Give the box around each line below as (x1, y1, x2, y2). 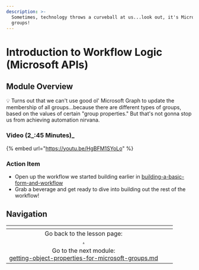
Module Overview (6, 81, 73, 91)
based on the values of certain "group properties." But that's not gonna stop (6, 110, 192, 117)
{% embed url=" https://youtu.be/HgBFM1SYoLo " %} (6, 145, 134, 152)
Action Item (6, 160, 40, 168)
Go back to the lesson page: (44, 229, 123, 237)
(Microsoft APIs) (6, 58, 89, 71)
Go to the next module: (52, 246, 115, 255)
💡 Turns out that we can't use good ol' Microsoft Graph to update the (6, 97, 175, 104)
